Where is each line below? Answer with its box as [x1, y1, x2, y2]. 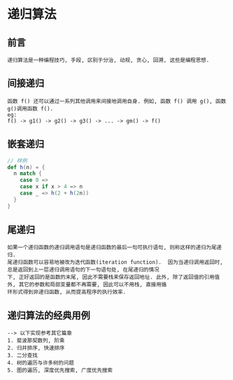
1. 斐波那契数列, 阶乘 [7, 337, 65, 344]
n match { [13, 170, 42, 177]
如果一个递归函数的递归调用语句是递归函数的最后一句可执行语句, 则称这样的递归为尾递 [7, 244, 222, 251]
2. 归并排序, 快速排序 [7, 344, 65, 352]
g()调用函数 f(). [7, 105, 54, 112]
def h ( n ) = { [7, 164, 45, 171]
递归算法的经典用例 [7, 309, 90, 321]
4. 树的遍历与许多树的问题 [7, 360, 75, 367]
